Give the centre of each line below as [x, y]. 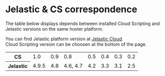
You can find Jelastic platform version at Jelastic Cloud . [64, 39]
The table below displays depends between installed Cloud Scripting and [83, 23]
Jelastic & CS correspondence [71, 9]
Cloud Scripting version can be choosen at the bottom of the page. [76, 44]
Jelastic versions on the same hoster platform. [54, 29]
